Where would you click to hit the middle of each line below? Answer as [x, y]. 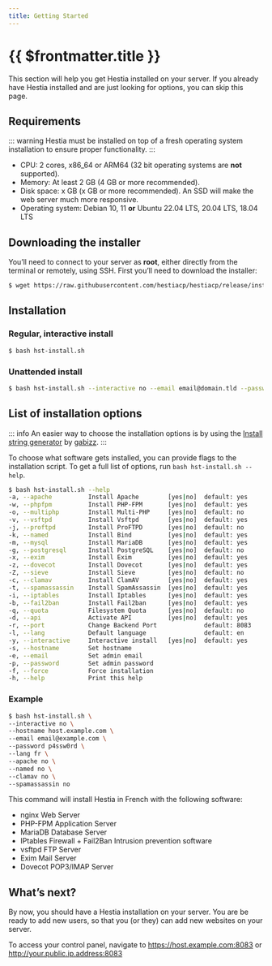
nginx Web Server [50, 815]
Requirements [45, 121]
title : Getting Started [49, 16]
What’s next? [42, 893]
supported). [40, 174]
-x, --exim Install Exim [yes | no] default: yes [128, 558]
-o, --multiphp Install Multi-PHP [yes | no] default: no [126, 512]
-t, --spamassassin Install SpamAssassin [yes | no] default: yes [128, 588]
